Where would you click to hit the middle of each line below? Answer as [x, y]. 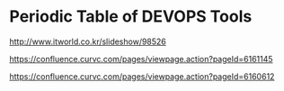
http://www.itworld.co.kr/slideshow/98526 [88, 41]
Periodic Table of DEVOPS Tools [131, 17]
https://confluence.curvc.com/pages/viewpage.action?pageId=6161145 [141, 59]
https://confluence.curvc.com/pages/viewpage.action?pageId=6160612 [142, 76]
